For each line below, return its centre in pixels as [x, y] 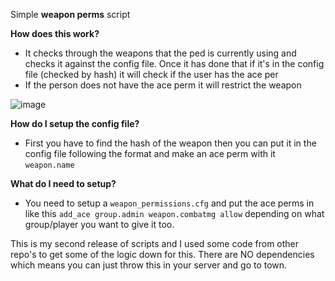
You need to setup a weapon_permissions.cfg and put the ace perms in [169, 203]
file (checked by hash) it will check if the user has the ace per [151, 74]
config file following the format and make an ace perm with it [150, 153]
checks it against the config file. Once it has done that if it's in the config [174, 63]
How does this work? [55, 33]
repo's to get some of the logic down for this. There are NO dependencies [162, 254]
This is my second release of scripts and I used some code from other [155, 243]
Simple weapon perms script [70, 14]
